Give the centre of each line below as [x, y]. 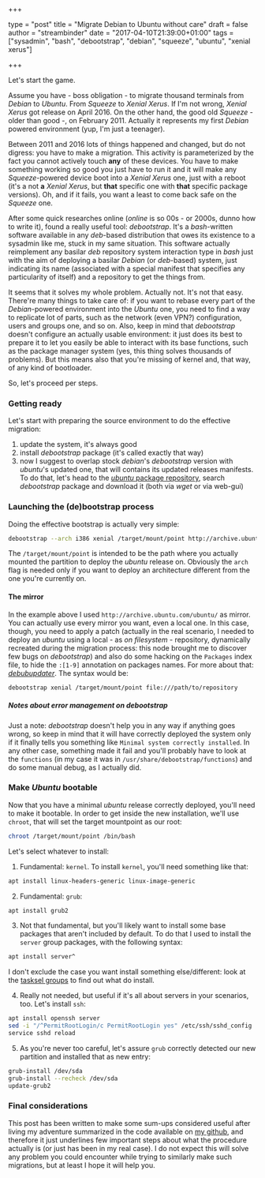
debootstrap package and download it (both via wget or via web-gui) [132, 486]
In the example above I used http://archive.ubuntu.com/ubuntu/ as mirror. [129, 614]
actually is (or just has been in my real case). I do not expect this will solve [129, 1148]
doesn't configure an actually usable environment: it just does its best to [125, 334]
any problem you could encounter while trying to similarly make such [120, 1157]
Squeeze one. [31, 203]
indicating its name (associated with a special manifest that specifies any [127, 268]
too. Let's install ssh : [52, 1004]
